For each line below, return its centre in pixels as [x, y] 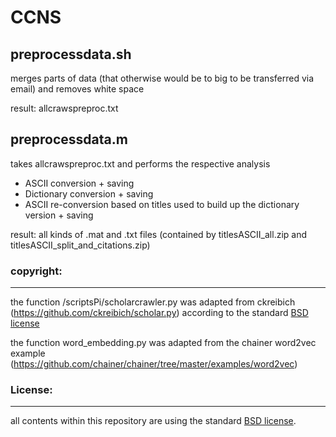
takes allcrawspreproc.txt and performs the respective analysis [140, 163]
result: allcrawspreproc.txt [64, 108]
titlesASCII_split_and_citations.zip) [80, 245]
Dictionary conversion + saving [89, 193]
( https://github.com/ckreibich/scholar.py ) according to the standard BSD [159, 313]
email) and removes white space [77, 89]
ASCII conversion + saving [79, 183]
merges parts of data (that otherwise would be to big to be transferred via [162, 78]
